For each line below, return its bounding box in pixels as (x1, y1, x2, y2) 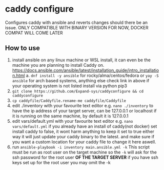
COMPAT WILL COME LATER (5, 30, 63, 36)
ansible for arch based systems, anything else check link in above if (12, 77, 150, 83)
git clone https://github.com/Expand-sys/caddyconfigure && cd (12, 89, 144, 94)
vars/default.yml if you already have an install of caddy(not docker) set (12, 123, 157, 129)
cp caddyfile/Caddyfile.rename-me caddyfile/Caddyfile (12, 98, 126, 103)
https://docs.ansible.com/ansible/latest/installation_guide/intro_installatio (12, 67, 159, 73)
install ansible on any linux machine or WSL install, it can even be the (12, 57, 151, 63)
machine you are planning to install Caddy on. (12, 62, 104, 68)
